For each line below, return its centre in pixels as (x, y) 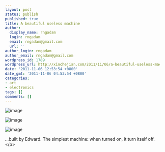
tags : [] (14, 92)
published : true (22, 19)
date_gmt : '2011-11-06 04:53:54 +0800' (46, 74)
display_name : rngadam (33, 32)
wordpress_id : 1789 (25, 60)
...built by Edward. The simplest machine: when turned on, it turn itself (76, 139)
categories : (17, 78)
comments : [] (18, 96)
